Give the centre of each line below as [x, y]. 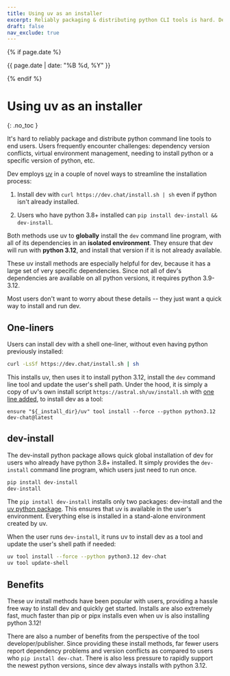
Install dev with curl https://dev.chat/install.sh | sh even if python [117, 195]
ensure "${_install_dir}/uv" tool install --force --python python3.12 [111, 411]
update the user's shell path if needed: [62, 544]
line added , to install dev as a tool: [55, 399]
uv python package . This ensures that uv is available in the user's [99, 509]
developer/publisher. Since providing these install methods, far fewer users [113, 643]
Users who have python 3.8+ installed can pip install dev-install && [117, 215]
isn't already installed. [48, 202]
